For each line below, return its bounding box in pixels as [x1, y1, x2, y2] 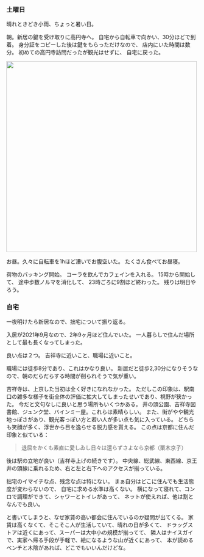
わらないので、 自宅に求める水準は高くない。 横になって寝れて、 [22, 485, 185, 492]
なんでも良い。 [6, 500, 44, 508]
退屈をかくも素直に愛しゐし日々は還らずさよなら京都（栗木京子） [21, 444, 187, 451]
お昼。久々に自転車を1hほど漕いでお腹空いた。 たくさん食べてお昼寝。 [6, 258, 184, 265]
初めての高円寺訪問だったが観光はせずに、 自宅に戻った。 [18, 49, 164, 56]
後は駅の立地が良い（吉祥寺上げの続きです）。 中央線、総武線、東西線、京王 [6, 457, 197, 464]
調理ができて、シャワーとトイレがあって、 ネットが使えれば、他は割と [16, 493, 194, 500]
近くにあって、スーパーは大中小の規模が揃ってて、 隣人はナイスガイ [22, 528, 194, 536]
